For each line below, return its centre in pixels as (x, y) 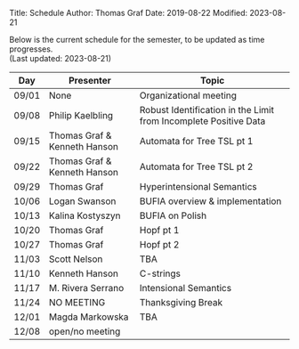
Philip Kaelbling (81, 115)
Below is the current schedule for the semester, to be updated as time (137, 40)
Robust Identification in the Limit (206, 110)
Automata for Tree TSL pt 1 (196, 141)
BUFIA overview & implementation (210, 201)
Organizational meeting (188, 95)
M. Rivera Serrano (86, 288)
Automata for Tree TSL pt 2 (196, 166)
